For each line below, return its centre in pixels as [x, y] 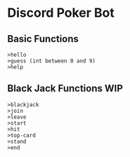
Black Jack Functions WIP [65, 89]
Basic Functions [43, 39]
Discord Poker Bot [61, 13]
